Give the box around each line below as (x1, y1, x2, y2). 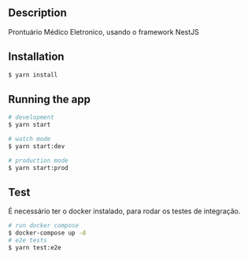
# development (8, 113, 55, 121)
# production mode (8, 157, 68, 165)
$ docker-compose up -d (8, 229, 87, 237)
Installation (8, 50, 65, 64)
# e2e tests (8, 236, 47, 245)
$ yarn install (8, 71, 58, 79)
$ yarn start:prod (8, 164, 68, 172)
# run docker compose (8, 222, 80, 230)
